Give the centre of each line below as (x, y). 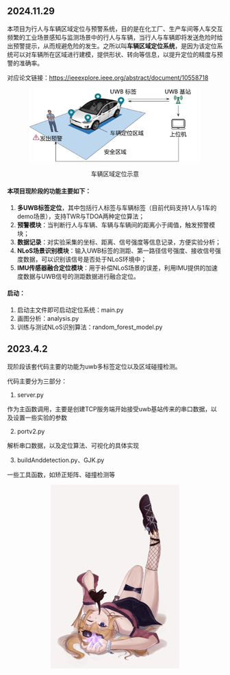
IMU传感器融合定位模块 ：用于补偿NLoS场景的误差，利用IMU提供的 (111, 268)
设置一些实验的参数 (40, 417)
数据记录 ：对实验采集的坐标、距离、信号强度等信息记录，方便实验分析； (119, 242)
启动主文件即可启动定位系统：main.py (70, 310)
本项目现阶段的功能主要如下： (49, 191)
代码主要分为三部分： (37, 381)
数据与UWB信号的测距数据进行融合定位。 (81, 276)
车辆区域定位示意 (115, 174)
